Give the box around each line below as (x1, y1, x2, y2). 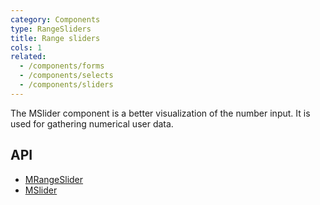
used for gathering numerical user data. (10, 117, 174, 130)
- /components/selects (19, 71, 114, 81)
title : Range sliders (10, 33, 101, 43)
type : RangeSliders (10, 24, 92, 34)
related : (10, 52, 47, 62)
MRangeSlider (24, 173, 84, 185)
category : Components (10, 14, 101, 25)
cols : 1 (10, 42, 43, 53)
